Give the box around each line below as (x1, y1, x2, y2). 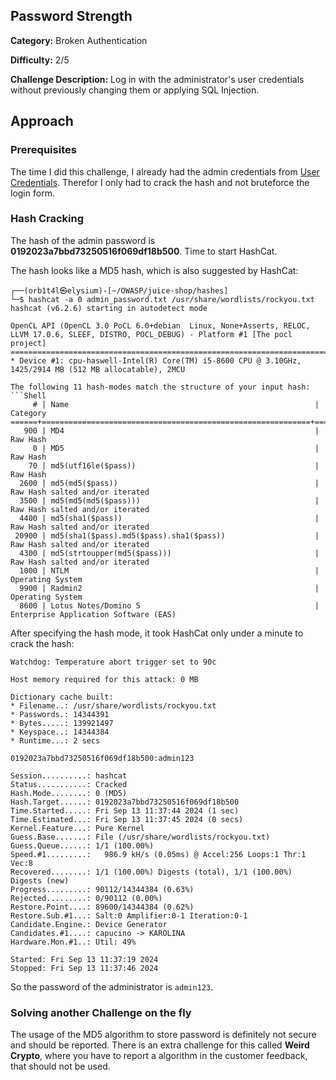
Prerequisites (10, 143, 77, 157)
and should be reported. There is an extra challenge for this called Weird (10, 1039, 310, 1051)
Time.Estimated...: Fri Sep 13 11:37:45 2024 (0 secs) (10, 814, 244, 824)
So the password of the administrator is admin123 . (10, 980, 214, 993)
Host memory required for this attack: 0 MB (10, 674, 199, 684)
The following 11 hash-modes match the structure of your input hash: (10, 382, 311, 392)
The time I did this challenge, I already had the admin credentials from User (10, 165, 320, 178)
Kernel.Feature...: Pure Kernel (10, 823, 145, 833)
